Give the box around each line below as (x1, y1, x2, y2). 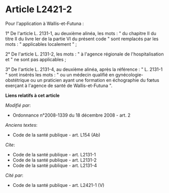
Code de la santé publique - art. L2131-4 (12, 162, 97, 169)
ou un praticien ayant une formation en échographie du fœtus (30, 77, 159, 83)
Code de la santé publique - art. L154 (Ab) (12, 131, 100, 138)
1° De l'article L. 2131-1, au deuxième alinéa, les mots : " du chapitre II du (5, 30, 156, 36)
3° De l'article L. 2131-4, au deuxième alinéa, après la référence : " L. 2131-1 (5, 66, 163, 72)
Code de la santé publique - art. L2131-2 (12, 157, 97, 163)
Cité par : (5, 172, 24, 178)
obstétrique (5, 77, 29, 83)
